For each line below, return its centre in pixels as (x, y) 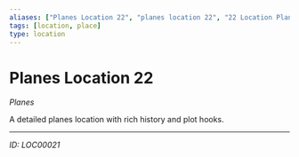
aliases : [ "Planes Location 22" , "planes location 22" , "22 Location (141, 17)
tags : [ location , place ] (55, 26)
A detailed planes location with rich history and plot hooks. (117, 120)
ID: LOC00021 (35, 145)
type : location (37, 34)
